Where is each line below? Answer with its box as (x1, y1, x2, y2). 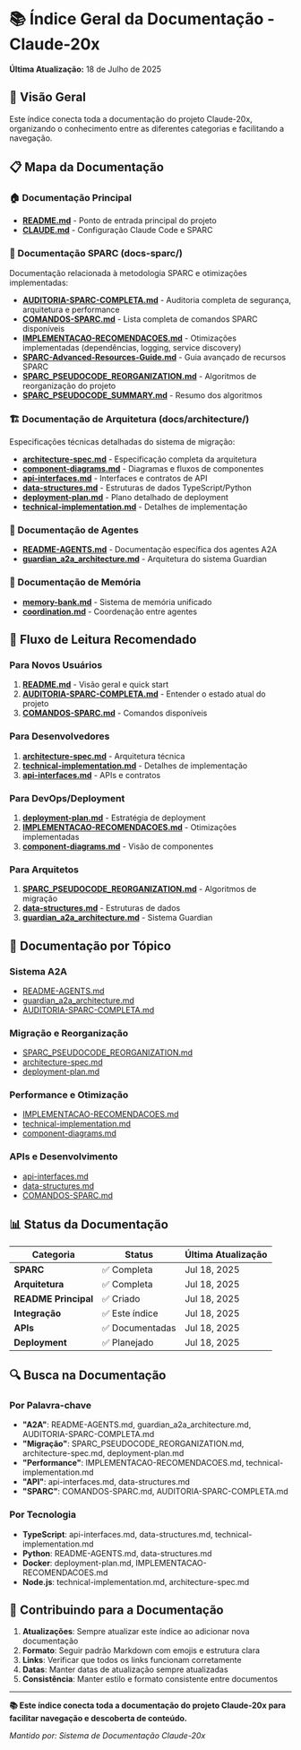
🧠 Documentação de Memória (9, 576, 142, 589)
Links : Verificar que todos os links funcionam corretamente (21, 1655, 242, 1666)
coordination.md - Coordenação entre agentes (21, 606, 198, 617)
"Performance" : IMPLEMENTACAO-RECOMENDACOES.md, (21, 1458, 245, 1468)
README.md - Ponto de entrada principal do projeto (21, 215, 217, 226)
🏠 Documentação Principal (9, 192, 133, 204)
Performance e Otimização (9, 1088, 129, 1101)
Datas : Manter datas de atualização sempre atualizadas (21, 1664, 228, 1675)
